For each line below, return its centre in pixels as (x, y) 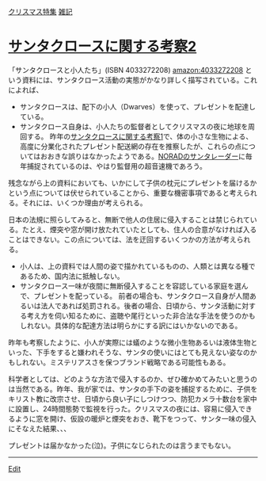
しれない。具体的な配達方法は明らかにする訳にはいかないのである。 (131, 325)
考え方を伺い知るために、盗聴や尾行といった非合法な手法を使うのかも (141, 315)
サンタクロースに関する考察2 (103, 47)
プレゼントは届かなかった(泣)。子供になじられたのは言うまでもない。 (122, 445)
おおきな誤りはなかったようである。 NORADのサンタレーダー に (143, 156)
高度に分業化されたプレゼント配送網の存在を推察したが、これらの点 (131, 146)
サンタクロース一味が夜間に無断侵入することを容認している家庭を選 (130, 286)
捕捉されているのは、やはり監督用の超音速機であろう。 (117, 166)
